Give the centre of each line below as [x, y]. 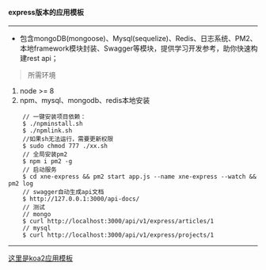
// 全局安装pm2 [45, 154]
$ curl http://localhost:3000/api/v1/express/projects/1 [118, 235]
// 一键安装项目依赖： [55, 117]
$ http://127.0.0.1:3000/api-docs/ [81, 199]
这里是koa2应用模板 [41, 258]
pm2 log [21, 184]
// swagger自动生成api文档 [63, 192]
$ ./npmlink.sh [47, 131]
